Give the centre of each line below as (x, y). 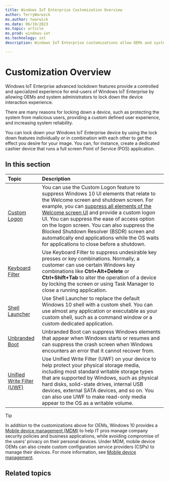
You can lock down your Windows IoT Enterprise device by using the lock (81, 132)
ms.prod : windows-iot (28, 33)
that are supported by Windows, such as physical (100, 378)
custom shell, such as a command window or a (97, 317)
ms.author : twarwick (27, 19)
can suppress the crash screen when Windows (97, 344)
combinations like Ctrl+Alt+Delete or (86, 271)
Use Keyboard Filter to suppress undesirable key (99, 252)
